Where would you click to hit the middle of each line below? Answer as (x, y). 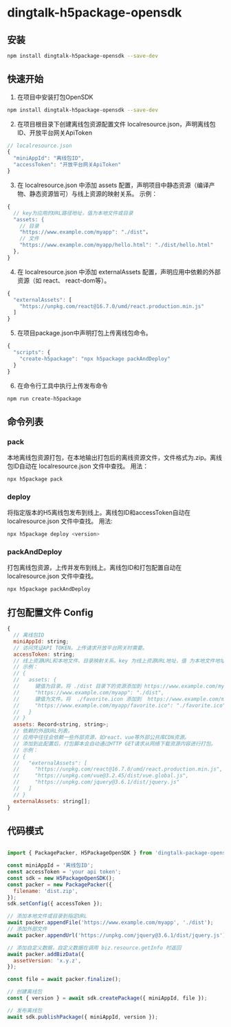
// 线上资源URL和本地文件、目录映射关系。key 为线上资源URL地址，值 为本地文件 (114, 661)
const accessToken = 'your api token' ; (64, 872)
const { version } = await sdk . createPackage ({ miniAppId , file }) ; (107, 998)
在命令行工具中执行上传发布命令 (62, 386)
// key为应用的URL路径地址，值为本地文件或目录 (73, 213)
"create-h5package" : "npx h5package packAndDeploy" (95, 359)
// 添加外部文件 (27, 929)
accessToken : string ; (44, 654)
